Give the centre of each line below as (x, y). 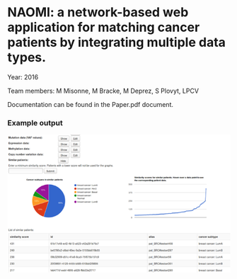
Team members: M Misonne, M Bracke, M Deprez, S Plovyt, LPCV (103, 91)
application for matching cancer (104, 27)
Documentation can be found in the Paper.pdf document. (90, 104)
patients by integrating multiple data (117, 42)
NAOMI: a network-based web (98, 12)
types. (27, 58)
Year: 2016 (23, 77)
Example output (35, 123)
